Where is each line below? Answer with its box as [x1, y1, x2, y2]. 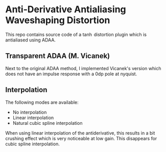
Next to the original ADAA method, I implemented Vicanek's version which [5, 65, 161, 71]
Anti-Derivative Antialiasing [5, 4, 126, 15]
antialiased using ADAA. [5, 37, 56, 43]
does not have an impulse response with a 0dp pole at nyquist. [5, 71, 137, 77]
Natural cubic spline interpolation [12, 120, 83, 126]
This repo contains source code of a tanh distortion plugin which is [5, 31, 147, 37]
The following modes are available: [5, 99, 79, 105]
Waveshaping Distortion [5, 14, 110, 26]
